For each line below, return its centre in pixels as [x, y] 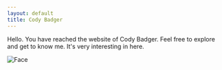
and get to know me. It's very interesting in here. [76, 46]
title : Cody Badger [35, 20]
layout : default [30, 13]
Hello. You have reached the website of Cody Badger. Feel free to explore [111, 39]
